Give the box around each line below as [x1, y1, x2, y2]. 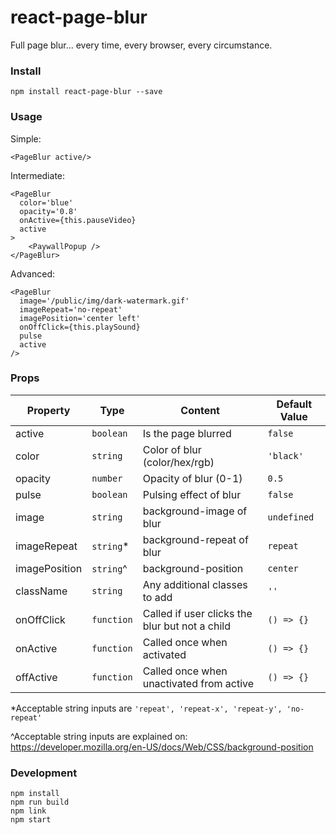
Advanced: [10, 267, 55, 280]
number [91, 472, 123, 484]
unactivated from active [142, 676, 255, 690]
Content [180, 403, 220, 417]
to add [142, 590, 173, 604]
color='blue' [19, 197, 74, 208]
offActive [15, 670, 58, 684]
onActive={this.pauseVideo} [19, 215, 137, 225]
